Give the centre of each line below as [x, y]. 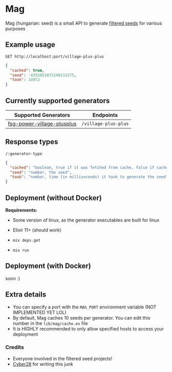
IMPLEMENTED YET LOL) [39, 312]
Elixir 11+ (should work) [37, 230]
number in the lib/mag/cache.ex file [50, 323]
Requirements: [21, 210]
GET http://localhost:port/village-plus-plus [55, 56]
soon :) [13, 278]
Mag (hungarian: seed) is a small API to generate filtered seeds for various [84, 23]
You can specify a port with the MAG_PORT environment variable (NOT [84, 307]
